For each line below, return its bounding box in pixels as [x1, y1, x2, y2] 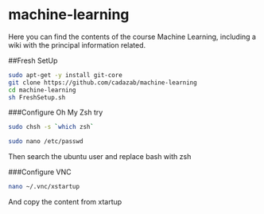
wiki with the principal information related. [8, 40, 146, 49]
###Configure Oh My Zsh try [8, 107, 103, 117]
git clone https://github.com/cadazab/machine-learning [8, 78, 197, 87]
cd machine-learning [8, 86, 77, 94]
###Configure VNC [8, 167, 72, 177]
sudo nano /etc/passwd [8, 138, 83, 146]
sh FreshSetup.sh [8, 93, 66, 101]
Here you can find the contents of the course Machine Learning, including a [8, 32, 257, 41]
